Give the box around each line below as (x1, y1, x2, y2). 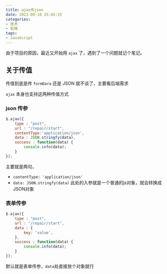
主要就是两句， (6, 163, 37, 169)
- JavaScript (6, 36, 33, 41)
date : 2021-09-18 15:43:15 (6, 12, 62, 17)
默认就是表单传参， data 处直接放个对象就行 (6, 263, 94, 269)
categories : (6, 17, 31, 22)
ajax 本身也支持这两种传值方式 (6, 91, 69, 97)
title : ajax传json (6, 7, 44, 13)
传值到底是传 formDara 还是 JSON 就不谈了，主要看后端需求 (6, 80, 129, 86)
